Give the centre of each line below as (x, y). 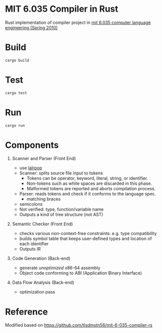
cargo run (15, 125)
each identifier (34, 244)
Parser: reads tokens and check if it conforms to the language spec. (88, 194)
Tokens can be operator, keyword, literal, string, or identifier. (87, 178)
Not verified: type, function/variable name (61, 209)
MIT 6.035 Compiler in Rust (62, 9)
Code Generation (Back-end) (41, 258)
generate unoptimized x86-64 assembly (60, 268)
